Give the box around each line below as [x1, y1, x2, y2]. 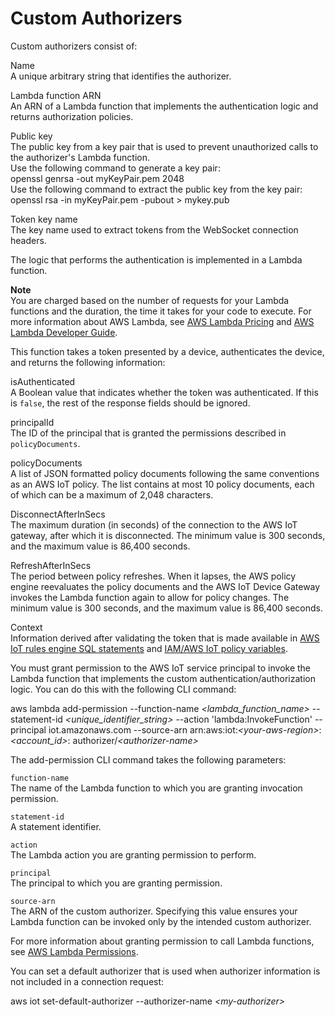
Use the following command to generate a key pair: [10, 162, 221, 174]
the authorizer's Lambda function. [10, 151, 151, 163]
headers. [10, 234, 47, 246]
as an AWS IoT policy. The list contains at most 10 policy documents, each [10, 478, 315, 490]
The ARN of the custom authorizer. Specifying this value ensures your [10, 905, 298, 917]
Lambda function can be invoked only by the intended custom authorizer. [10, 915, 312, 927]
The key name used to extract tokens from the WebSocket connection [10, 223, 299, 236]
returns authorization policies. [10, 110, 134, 122]
